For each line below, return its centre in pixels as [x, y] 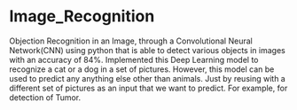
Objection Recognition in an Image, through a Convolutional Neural [131, 41]
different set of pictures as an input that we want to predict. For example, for [148, 88]
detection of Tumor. [45, 97]
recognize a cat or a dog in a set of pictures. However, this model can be [142, 69]
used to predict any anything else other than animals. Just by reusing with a [147, 78]
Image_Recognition [82, 16]
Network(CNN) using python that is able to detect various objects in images [147, 50]
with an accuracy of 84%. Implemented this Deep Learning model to [134, 59]
